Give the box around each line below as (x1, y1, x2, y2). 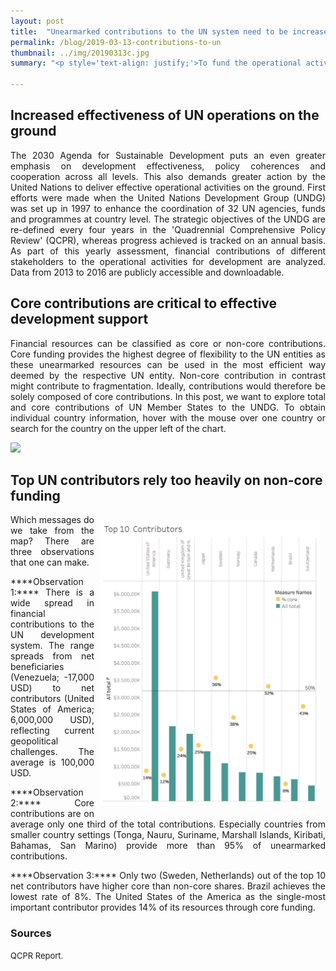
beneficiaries (10, 661, 65, 673)
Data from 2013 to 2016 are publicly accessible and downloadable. (10, 266, 285, 278)
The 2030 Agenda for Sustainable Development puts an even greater (10, 149, 326, 161)
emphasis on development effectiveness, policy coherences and (10, 160, 326, 172)
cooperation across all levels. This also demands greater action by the (10, 170, 326, 182)
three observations (10, 546, 95, 558)
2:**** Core (10, 797, 95, 809)
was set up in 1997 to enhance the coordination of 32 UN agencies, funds (10, 202, 326, 214)
